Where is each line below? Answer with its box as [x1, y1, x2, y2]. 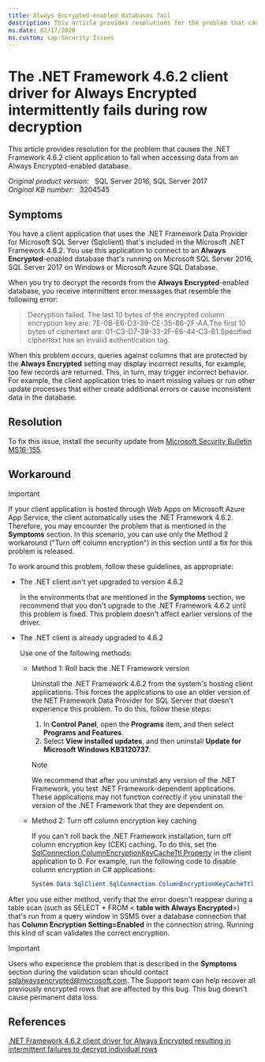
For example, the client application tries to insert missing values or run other [8, 376, 256, 385]
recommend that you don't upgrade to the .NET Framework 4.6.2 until [19, 601, 246, 610]
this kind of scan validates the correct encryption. [8, 927, 170, 938]
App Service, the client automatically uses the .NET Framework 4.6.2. [8, 512, 234, 522]
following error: [8, 294, 58, 304]
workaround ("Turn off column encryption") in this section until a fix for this [8, 537, 253, 547]
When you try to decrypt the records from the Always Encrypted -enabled [8, 278, 249, 287]
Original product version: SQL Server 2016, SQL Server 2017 [8, 176, 207, 186]
